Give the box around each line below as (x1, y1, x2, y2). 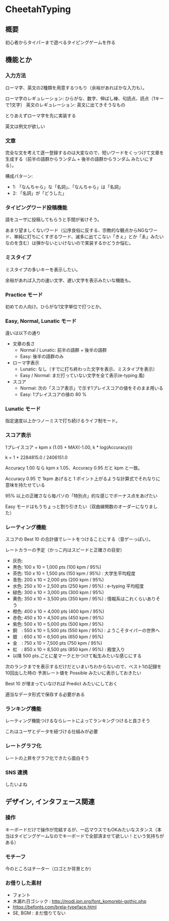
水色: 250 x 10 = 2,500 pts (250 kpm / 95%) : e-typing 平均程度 (12, 583, 144, 589)
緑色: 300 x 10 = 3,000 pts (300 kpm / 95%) (12, 590, 104, 596)
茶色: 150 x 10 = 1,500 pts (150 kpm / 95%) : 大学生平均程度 (12, 570, 136, 576)
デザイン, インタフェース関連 (5, 797, 95, 806)
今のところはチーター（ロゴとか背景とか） (5, 865, 94, 871)
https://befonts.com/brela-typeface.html (12, 904, 97, 910)
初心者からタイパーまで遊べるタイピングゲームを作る (5, 40, 116, 45)
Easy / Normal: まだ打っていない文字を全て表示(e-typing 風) (20, 373, 145, 379)
